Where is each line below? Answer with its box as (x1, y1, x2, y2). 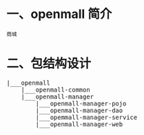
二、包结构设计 (6, 56, 92, 72)
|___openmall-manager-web (35, 120, 123, 128)
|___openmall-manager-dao (35, 106, 123, 114)
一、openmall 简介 (6, 6, 112, 22)
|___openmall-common (21, 85, 90, 94)
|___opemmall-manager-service (35, 113, 138, 121)
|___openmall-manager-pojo (35, 99, 127, 107)
